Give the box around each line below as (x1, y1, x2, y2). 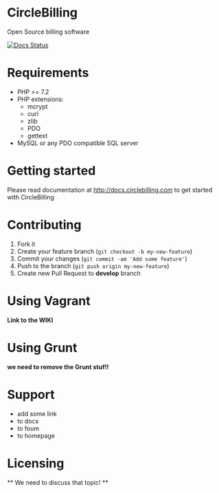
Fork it (16, 239, 36, 248)
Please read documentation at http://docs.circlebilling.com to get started (7, 186, 213, 194)
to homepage (16, 431, 55, 439)
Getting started (7, 163, 96, 179)
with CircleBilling (7, 193, 55, 201)
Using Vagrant (7, 293, 91, 309)
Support (7, 386, 55, 402)
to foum (16, 424, 40, 432)
